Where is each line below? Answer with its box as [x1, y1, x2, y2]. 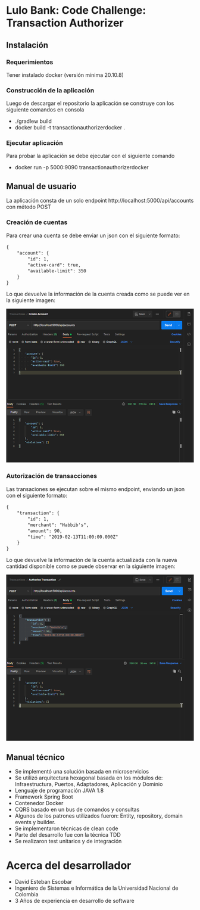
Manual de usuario [6, 181, 77, 191]
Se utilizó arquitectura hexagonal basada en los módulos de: [14, 774, 163, 781]
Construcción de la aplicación [6, 86, 95, 94]
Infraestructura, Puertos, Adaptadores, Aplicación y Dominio [14, 781, 163, 788]
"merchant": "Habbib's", [27, 522, 89, 528]
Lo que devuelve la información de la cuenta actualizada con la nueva [6, 556, 177, 563]
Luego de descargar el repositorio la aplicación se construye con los [6, 100, 174, 107]
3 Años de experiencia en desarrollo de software [14, 897, 135, 905]
